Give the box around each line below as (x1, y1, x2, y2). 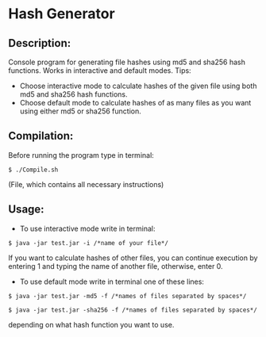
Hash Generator (8, 5, 115, 23)
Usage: (8, 203, 45, 216)
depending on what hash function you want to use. (8, 320, 175, 329)
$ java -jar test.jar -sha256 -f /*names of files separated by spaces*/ (8, 306, 258, 314)
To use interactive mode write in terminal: (19, 224, 156, 233)
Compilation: (8, 129, 74, 143)
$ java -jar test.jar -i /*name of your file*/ (8, 239, 169, 247)
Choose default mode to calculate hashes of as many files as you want (19, 98, 252, 107)
